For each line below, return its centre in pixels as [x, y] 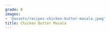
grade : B [14, 9]
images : [13, 14]
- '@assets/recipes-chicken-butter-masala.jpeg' [55, 18]
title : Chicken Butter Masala [36, 23]
